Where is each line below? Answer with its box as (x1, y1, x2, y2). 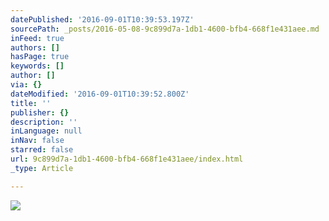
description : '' (10, 117, 78, 127)
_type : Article (10, 163, 74, 173)
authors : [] (10, 42, 60, 53)
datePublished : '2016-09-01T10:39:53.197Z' (10, 14, 195, 25)
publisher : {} (10, 107, 70, 118)
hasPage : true (10, 52, 70, 62)
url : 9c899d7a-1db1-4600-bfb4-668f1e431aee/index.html (10, 154, 244, 164)
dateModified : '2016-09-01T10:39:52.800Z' (10, 89, 190, 99)
